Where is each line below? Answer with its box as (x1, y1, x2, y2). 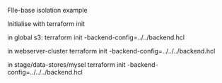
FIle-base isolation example (7, 6, 88, 14)
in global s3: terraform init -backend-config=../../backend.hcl (7, 33, 185, 41)
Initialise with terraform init (7, 20, 85, 27)
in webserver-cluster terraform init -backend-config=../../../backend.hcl (7, 47, 216, 55)
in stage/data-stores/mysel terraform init (7, 60, 126, 69)
